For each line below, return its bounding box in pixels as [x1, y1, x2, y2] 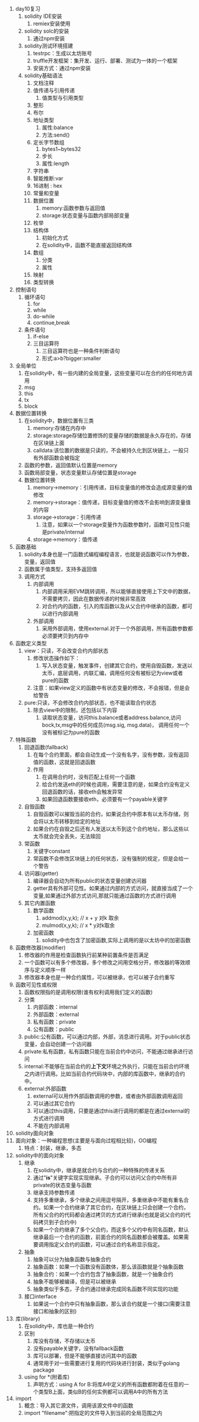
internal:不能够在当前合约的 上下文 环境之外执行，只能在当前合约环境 [24, 1063, 190, 1070]
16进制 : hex [33, 182, 63, 189]
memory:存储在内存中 [33, 425, 86, 432]
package [33, 1366, 55, 1373]
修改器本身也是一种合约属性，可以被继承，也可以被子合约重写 [24, 974, 175, 981]
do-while [33, 313, 55, 319]
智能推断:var [33, 175, 64, 182]
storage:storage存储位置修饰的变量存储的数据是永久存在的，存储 [33, 432, 191, 439]
